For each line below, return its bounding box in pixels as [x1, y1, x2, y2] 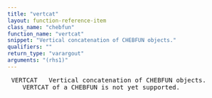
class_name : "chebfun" [7, 23, 75, 31]
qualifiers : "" [7, 43, 53, 50]
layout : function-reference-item [7, 17, 107, 24]
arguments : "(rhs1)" [7, 57, 69, 64]
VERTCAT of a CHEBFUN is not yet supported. [22, 83, 180, 91]
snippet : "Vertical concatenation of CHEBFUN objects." [7, 37, 176, 44]
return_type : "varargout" [7, 50, 84, 58]
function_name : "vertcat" [7, 30, 84, 38]
